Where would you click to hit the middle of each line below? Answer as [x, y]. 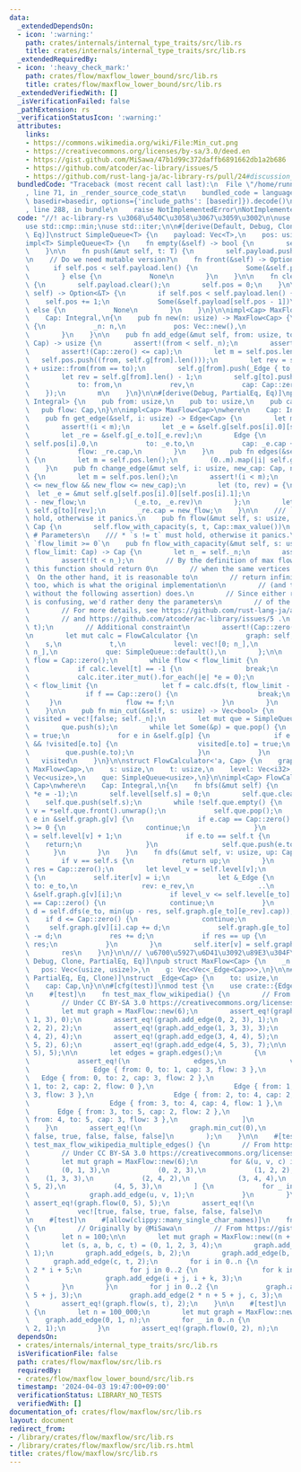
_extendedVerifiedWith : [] [68, 93]
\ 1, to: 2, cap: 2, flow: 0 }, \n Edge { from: [154, 1086]
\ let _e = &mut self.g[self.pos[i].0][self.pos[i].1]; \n [138, 494]
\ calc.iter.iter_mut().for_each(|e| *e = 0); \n [140, 677]
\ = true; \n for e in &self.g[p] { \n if [154, 736]
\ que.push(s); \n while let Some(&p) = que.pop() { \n [156, 727]
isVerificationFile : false [68, 1353]
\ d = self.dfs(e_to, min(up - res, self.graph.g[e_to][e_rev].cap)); [160, 911]
